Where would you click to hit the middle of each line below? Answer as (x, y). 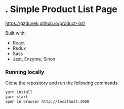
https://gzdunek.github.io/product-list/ (45, 23)
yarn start (17, 97)
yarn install (19, 92)
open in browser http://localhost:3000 (47, 101)
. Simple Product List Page (61, 9)
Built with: (16, 33)
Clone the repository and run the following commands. (62, 83)
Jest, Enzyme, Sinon (34, 59)
